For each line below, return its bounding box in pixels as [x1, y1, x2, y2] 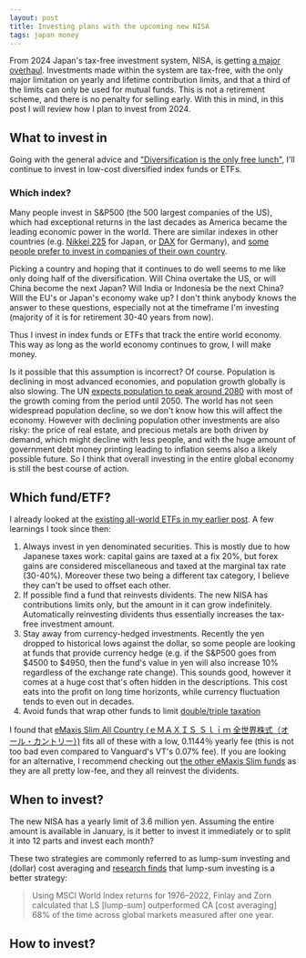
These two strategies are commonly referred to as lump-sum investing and [9, 853, 291, 864]
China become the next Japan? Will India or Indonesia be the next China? [9, 283, 284, 294]
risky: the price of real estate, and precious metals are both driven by [9, 424, 269, 435]
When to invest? [9, 791, 105, 807]
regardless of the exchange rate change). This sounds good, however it [22, 667, 291, 678]
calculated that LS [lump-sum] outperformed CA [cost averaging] [31, 900, 278, 911]
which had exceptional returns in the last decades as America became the [9, 217, 288, 228]
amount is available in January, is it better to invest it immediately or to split [9, 826, 291, 837]
